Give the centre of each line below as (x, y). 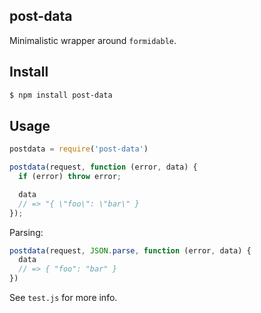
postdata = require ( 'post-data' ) (79, 149)
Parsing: (26, 232)
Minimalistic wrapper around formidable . (93, 40)
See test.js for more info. (63, 298)
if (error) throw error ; (70, 177)
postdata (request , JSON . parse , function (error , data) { (130, 250)
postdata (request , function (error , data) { (103, 167)
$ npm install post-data (61, 95)
